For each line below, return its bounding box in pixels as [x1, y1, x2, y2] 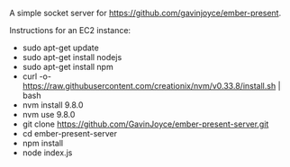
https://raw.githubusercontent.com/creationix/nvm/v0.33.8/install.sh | [22, 81, 281, 91]
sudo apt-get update [22, 42, 99, 53]
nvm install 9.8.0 [22, 100, 84, 110]
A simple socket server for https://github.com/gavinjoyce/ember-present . [9, 8, 282, 18]
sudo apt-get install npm [22, 62, 114, 72]
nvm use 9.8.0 [22, 110, 76, 119]
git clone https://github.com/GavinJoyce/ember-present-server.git [22, 119, 269, 129]
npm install [22, 138, 64, 148]
